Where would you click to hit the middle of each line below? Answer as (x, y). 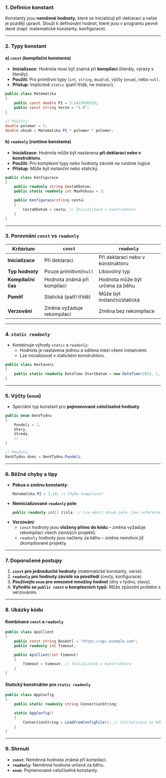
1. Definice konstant (29, 7)
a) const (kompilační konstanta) (38, 58)
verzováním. (25, 592)
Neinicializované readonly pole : (45, 503)
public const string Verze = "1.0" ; (52, 108)
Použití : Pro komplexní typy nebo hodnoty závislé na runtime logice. (82, 163)
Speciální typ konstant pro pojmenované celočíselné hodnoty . (76, 406)
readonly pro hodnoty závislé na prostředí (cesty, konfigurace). (77, 576)
